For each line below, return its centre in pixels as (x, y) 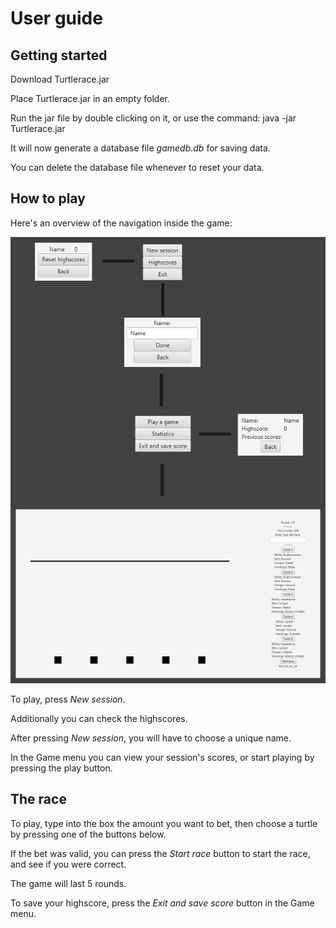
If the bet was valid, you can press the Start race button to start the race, (160, 853)
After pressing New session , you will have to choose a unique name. (151, 738)
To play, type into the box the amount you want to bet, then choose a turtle (164, 823)
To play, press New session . (68, 699)
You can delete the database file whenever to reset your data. (137, 167)
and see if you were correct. (68, 864)
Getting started (59, 55)
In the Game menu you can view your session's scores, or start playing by (162, 757)
